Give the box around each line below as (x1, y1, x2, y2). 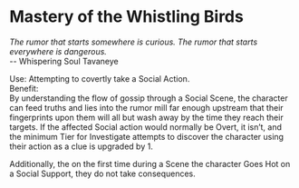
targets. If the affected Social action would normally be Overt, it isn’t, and (9, 121, 283, 133)
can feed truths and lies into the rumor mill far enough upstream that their (9, 102, 284, 113)
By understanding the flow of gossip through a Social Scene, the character (9, 93, 288, 104)
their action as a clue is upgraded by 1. (9, 141, 154, 152)
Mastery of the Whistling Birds (9, 6, 245, 27)
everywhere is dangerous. (9, 45, 107, 56)
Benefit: (9, 83, 39, 94)
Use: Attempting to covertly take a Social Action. (9, 73, 190, 84)
